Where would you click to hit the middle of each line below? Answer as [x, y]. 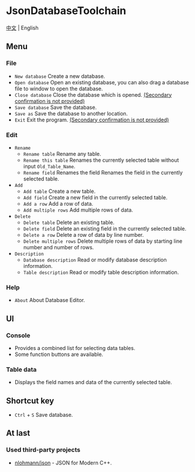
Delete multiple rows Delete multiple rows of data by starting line [103, 241]
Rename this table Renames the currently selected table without [101, 160]
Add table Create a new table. [59, 191]
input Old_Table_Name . [49, 166]
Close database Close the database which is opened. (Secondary [93, 94]
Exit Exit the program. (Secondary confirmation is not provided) [92, 120]
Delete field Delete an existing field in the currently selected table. [105, 228]
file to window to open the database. [59, 89]
